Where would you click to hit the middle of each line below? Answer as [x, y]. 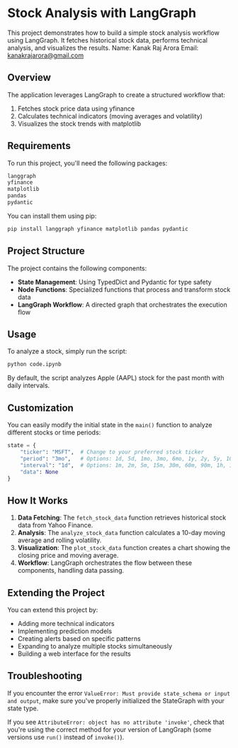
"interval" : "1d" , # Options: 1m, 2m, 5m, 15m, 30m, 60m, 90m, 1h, [123, 465]
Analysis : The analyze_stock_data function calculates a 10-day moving [121, 533]
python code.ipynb [34, 364]
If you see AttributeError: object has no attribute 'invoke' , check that [116, 722]
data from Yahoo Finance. [55, 525]
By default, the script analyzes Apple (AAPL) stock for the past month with [116, 378]
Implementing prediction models [64, 631]
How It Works [38, 501]
